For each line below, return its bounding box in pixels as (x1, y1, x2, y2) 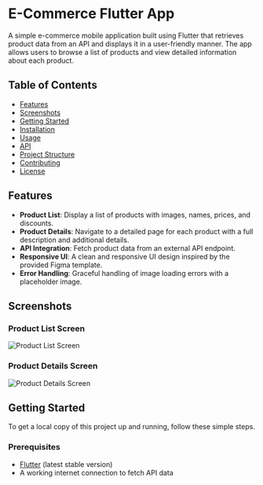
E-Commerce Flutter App (8, 5, 175, 23)
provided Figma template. (19, 260, 103, 270)
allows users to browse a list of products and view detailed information (8, 47, 237, 57)
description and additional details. (19, 235, 130, 244)
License (19, 166, 46, 175)
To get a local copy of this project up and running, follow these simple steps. (8, 422, 255, 432)
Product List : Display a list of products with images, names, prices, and (19, 210, 251, 219)
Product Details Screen (8, 361, 98, 372)
